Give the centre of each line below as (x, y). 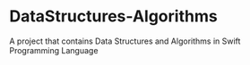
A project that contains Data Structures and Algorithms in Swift (125, 41)
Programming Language (54, 50)
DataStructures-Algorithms (113, 16)
